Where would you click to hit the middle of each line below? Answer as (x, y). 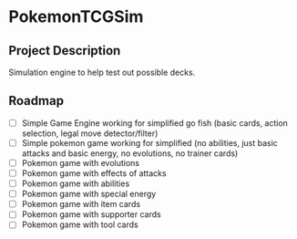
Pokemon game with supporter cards (91, 214)
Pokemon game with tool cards (80, 224)
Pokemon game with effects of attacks (94, 173)
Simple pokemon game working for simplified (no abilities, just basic (150, 142)
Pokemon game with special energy (89, 194)
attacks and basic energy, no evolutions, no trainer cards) (130, 153)
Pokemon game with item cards (81, 204)
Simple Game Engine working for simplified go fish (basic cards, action (155, 123)
